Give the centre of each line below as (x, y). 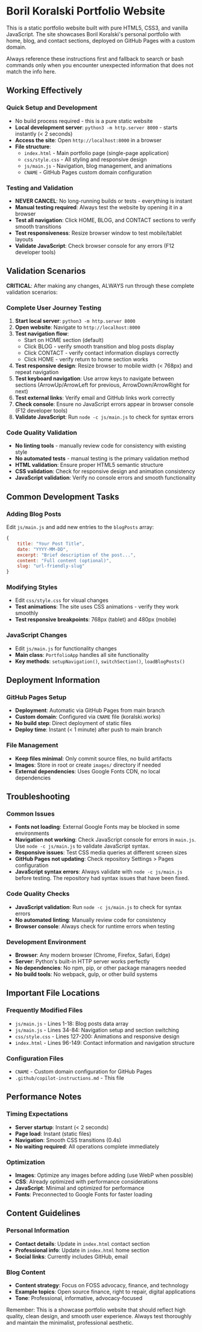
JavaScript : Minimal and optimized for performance (80, 1188)
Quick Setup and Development (52, 108)
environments (32, 833)
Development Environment (46, 942)
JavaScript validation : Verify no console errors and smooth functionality (105, 478)
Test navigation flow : (42, 334)
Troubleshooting (38, 797)
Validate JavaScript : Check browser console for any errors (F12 (95, 246)
